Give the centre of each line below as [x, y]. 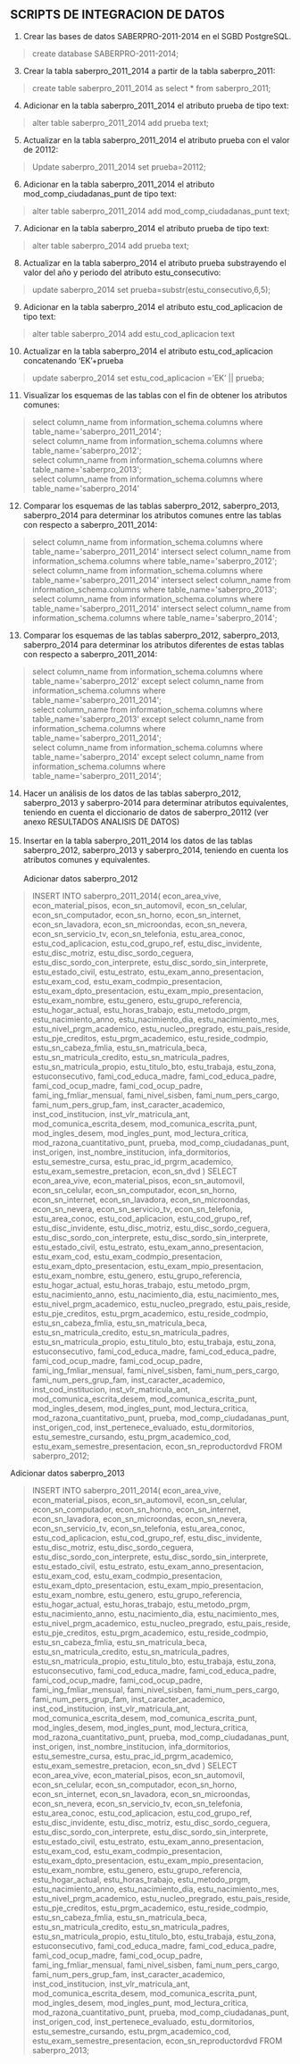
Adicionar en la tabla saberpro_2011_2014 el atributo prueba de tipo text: [156, 105]
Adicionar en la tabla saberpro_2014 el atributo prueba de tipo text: [146, 228]
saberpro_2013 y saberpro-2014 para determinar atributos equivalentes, [156, 802]
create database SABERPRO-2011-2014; [105, 54]
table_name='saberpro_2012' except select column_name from [148, 681]
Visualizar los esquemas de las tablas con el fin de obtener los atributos [155, 395]
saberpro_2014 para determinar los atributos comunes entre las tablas [152, 515]
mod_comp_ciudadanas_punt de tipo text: [100, 193]
